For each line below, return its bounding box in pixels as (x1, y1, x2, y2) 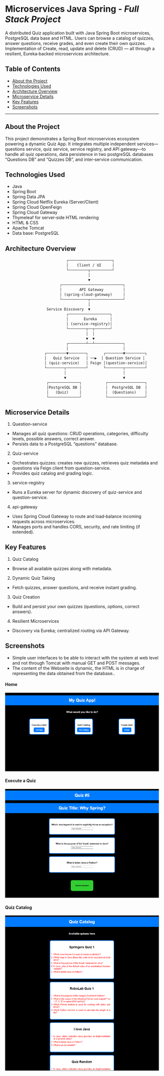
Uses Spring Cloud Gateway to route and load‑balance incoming (12, 513, 142, 519)
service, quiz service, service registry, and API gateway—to (26, 146, 146, 152)
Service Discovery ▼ (46, 307, 91, 312)
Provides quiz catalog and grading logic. (12, 470, 94, 476)
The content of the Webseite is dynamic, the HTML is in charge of (12, 665, 145, 671)
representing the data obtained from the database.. (12, 670, 115, 676)
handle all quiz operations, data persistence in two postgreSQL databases (5, 151, 154, 157)
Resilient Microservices (12, 618, 60, 624)
